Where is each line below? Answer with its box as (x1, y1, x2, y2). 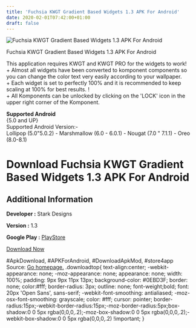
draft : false (6, 20, 39, 26)
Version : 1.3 (6, 222, 38, 229)
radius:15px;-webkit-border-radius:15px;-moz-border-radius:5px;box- (6, 302, 180, 309)
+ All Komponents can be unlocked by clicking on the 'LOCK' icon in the (6, 92, 186, 100)
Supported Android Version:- (6, 123, 79, 131)
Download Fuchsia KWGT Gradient (6, 157, 184, 171)
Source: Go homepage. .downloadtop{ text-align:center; (6, 264, 146, 271)
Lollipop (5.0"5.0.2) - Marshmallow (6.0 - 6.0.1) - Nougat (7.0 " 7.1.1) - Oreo (6, 130, 191, 137)
